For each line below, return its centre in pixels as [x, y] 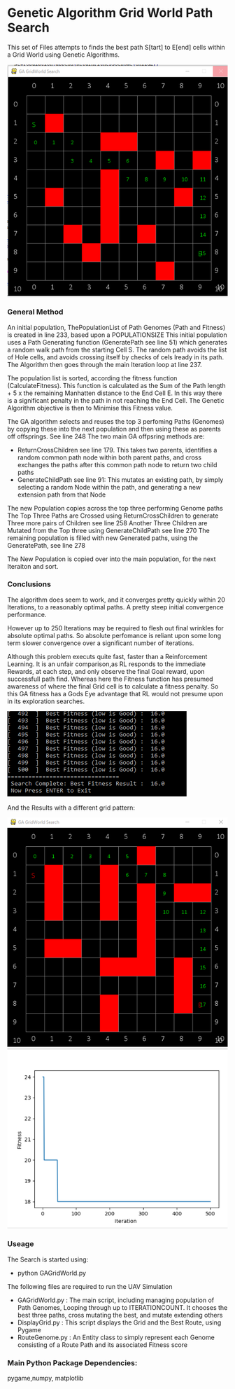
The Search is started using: [48, 1259]
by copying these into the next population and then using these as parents [114, 429]
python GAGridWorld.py [51, 1273]
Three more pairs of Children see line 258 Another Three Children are [107, 523]
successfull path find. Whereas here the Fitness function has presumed [110, 679]
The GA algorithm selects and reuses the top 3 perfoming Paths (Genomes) [116, 421]
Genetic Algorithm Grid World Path [110, 13]
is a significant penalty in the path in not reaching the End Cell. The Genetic [116, 400]
